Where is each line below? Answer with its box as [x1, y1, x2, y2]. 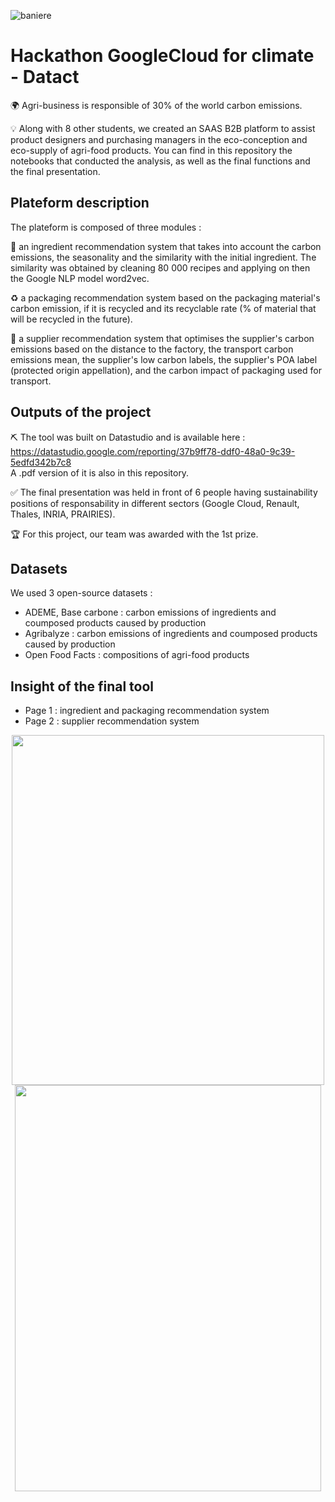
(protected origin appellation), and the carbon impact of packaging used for [10, 364, 322, 376]
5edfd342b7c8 [10, 456, 72, 468]
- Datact [10, 66, 80, 89]
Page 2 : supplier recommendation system [24, 715, 200, 727]
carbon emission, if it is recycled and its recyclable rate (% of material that [10, 302, 317, 314]
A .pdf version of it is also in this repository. [10, 466, 190, 479]
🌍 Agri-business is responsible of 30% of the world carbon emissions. [10, 99, 303, 111]
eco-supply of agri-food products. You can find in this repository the [10, 144, 293, 156]
